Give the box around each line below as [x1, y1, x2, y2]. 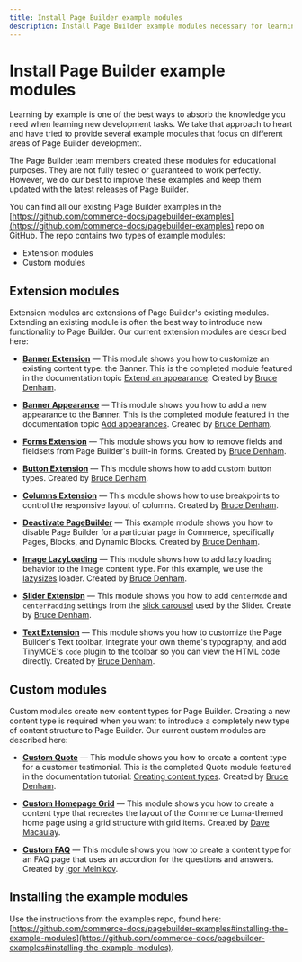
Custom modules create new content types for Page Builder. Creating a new [9, 706, 291, 717]
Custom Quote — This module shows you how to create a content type [22, 752, 288, 763]
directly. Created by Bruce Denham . [22, 656, 155, 667]
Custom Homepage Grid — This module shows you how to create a [22, 798, 274, 809]
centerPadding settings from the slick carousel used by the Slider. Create [22, 600, 292, 611]
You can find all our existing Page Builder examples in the [9, 202, 222, 213]
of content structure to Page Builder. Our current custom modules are [9, 725, 267, 736]
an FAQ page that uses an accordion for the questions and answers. [22, 854, 274, 865]
